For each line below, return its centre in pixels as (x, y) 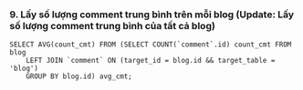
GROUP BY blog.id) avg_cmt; (79, 76)
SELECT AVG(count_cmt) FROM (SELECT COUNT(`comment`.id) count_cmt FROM (151, 45)
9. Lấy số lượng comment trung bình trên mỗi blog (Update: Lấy (152, 15)
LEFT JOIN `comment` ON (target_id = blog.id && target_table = (151, 61)
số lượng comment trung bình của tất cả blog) (113, 25)
